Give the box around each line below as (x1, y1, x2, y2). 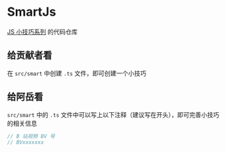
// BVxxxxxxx (7, 139, 44, 146)
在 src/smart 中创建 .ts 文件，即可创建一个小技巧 (7, 69, 147, 77)
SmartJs (7, 4, 57, 20)
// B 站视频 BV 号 (7, 133, 55, 140)
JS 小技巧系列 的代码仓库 (7, 27, 78, 36)
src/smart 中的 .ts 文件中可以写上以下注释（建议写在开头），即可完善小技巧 (7, 110, 220, 118)
